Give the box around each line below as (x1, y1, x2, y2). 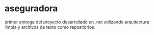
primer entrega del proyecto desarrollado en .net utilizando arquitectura (4, 19, 150, 25)
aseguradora (4, 3, 58, 14)
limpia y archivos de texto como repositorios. (4, 24, 96, 30)
